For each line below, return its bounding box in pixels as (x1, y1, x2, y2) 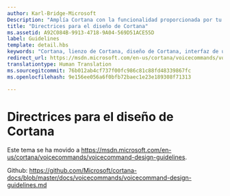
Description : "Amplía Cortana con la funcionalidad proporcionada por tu (7, 16, 222, 23)
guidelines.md (7, 181, 47, 189)
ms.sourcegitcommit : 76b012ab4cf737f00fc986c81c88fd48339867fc (7, 67, 192, 74)
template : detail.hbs (7, 42, 69, 48)
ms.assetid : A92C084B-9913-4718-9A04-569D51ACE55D (7, 29, 155, 36)
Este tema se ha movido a (7, 146, 80, 154)
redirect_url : (7, 55, 48, 61)
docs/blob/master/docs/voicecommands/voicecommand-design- (7, 173, 192, 182)
